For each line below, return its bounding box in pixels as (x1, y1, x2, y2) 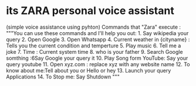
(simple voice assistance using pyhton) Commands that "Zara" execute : (6, 23, 181, 30)
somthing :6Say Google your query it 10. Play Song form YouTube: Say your (6, 54, 188, 61)
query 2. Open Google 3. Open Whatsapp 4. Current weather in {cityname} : (6, 36, 190, 43)
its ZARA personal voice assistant (6, 4, 174, 18)
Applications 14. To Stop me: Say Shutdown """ (6, 73, 120, 80)
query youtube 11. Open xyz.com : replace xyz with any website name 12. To (6, 60, 190, 68)
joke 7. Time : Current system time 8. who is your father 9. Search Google (6, 48, 183, 55)
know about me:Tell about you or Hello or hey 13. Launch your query (6, 67, 171, 74)
